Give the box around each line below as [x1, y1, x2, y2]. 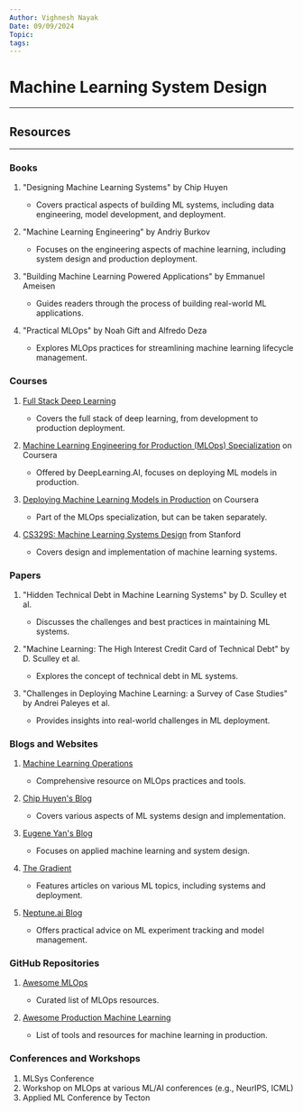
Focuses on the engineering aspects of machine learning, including [35, 244, 287, 255]
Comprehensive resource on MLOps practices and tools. [35, 776, 246, 786]
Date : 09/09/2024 [9, 22, 75, 31]
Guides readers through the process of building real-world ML [35, 299, 267, 309]
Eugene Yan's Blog [22, 828, 93, 839]
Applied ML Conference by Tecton [22, 1092, 151, 1103]
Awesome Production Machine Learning [22, 1012, 171, 1024]
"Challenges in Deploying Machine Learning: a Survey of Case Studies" [22, 687, 289, 699]
